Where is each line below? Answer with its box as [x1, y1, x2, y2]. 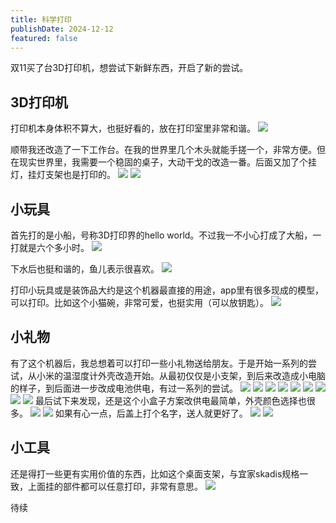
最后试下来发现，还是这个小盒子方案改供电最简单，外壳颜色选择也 [34, 394, 307, 406]
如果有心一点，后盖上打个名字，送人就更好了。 [54, 407, 248, 419]
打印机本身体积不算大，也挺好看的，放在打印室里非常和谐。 [10, 122, 256, 135]
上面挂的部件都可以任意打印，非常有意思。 [27, 480, 203, 492]
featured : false [10, 33, 78, 43]
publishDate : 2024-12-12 [10, 24, 114, 34]
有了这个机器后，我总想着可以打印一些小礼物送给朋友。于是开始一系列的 [10, 357, 308, 369]
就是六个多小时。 [18, 242, 90, 253]
